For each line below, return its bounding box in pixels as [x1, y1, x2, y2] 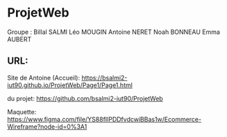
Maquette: [7, 107, 37, 116]
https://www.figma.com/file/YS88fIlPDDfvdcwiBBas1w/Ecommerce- [7, 115, 202, 123]
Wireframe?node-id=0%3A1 [7, 122, 87, 131]
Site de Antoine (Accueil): [7, 73, 81, 82]
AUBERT [7, 35, 32, 43]
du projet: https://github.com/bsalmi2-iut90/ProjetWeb [7, 94, 163, 102]
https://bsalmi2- [81, 73, 128, 82]
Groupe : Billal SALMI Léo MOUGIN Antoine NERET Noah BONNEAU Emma [7, 28, 221, 36]
